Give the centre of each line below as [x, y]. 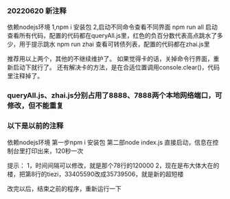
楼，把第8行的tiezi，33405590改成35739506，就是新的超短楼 [95, 174]
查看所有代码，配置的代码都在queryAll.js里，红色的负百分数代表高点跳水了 [112, 36]
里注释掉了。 [25, 76]
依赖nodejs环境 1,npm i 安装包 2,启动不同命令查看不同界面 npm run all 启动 [113, 27]
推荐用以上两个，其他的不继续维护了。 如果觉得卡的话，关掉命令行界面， [110, 59]
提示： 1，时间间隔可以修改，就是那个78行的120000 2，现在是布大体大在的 [113, 165]
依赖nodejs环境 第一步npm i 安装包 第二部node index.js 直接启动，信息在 [110, 142]
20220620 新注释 [37, 10]
